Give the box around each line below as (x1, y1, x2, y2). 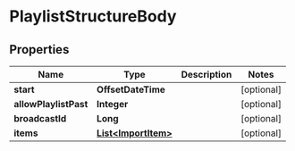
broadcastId (13, 113, 67, 124)
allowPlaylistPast (13, 98, 88, 110)
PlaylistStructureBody (9, 6, 177, 27)
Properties (9, 42, 70, 57)
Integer (97, 98, 129, 110)
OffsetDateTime (97, 83, 165, 96)
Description (181, 69, 232, 80)
